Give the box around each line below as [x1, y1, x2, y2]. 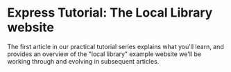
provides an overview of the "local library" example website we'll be [7, 50, 202, 58]
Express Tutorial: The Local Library [7, 5, 213, 21]
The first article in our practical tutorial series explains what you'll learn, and [7, 42, 224, 51]
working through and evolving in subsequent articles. [7, 57, 160, 65]
